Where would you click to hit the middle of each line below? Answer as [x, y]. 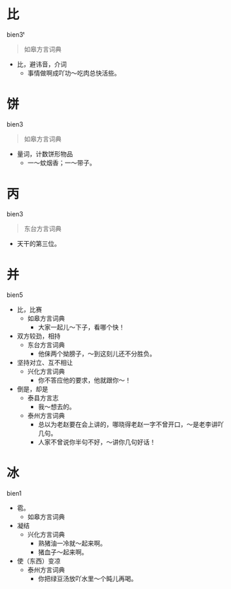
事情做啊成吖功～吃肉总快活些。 [74, 73]
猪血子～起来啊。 [63, 552]
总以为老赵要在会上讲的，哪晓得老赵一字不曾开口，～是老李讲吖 [131, 424]
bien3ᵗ [16, 34]
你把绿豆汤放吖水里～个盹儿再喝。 [88, 578]
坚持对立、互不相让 [45, 362]
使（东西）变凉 [38, 561]
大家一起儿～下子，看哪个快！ [81, 327]
